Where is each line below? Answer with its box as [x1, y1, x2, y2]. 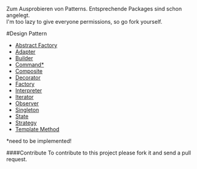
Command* [15, 61, 44, 68]
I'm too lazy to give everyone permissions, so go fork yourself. [6, 18, 162, 25]
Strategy [15, 119, 37, 126]
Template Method [15, 126, 60, 133]
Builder [15, 55, 33, 61]
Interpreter [15, 87, 43, 94]
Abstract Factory [15, 42, 58, 49]
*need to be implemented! [6, 137, 72, 145]
